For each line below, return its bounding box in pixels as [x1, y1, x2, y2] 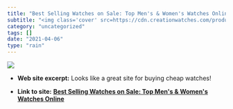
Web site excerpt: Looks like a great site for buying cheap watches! [17, 74, 212, 82]
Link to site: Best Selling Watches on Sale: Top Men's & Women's [17, 88, 208, 95]
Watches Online [17, 95, 64, 103]
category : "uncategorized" [7, 23, 85, 30]
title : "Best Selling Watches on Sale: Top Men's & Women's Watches [7, 10, 209, 17]
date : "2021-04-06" [7, 36, 64, 43]
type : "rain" [7, 42, 45, 49]
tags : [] [7, 29, 33, 37]
